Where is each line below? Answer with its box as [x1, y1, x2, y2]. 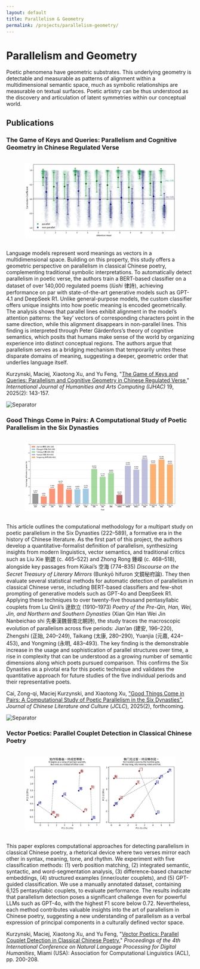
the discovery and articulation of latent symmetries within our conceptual [6, 94, 186, 101]
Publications [6, 117, 54, 128]
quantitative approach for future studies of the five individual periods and [6, 672, 186, 679]
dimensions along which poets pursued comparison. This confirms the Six [6, 659, 189, 667]
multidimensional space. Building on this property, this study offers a [6, 256, 175, 263]
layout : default [6, 10, 47, 16]
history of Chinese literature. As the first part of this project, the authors [6, 536, 183, 543]
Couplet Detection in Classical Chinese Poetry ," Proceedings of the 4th [6, 937, 181, 944]
